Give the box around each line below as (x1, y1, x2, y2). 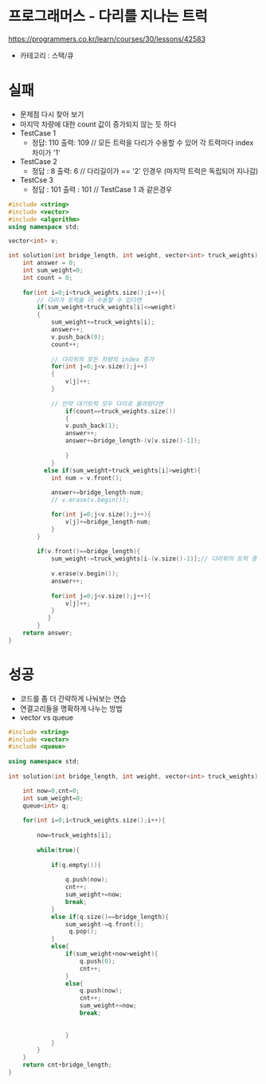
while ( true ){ (37, 846, 80, 854)
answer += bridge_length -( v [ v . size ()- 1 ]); (65, 437, 201, 445)
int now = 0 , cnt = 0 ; (22, 787, 80, 795)
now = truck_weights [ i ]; (37, 831, 112, 839)
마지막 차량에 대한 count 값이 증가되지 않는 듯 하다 (19, 119, 177, 128)
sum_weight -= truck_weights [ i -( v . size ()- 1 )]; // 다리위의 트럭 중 (50, 555, 257, 563)
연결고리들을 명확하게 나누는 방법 (19, 703, 123, 713)
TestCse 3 (19, 175, 54, 184)
